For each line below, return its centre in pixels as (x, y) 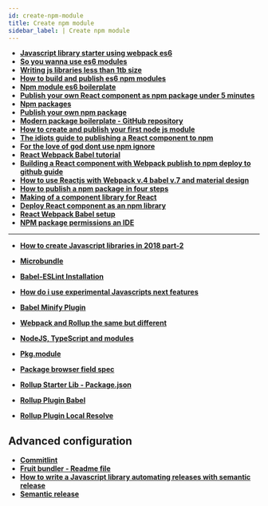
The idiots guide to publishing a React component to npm (116, 138)
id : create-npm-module (46, 16)
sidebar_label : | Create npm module (69, 30)
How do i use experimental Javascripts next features (109, 292)
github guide (41, 172)
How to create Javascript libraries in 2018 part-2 (102, 246)
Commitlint (39, 461)
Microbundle (41, 261)
